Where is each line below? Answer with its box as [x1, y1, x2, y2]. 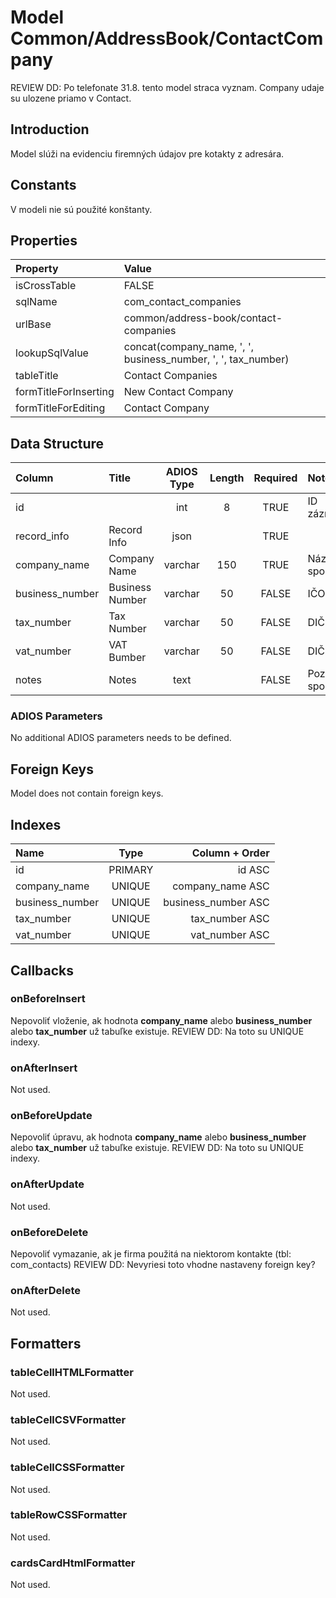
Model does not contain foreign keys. [10, 787, 164, 800]
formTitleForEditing [15, 401, 106, 415]
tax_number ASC [190, 912, 270, 926]
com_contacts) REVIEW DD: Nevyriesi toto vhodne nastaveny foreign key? [10, 1258, 316, 1270]
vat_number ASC [190, 928, 270, 942]
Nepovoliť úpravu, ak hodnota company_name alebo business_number [10, 1131, 307, 1143]
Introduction [10, 121, 90, 138]
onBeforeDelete [10, 1225, 89, 1239]
